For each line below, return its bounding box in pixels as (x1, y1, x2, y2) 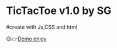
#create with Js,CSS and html (6, 23, 78, 30)
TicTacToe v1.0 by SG (6, 4, 112, 18)
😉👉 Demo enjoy (6, 35, 47, 42)
